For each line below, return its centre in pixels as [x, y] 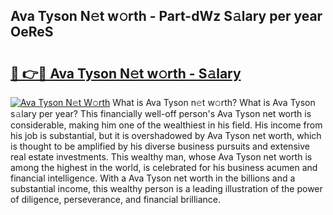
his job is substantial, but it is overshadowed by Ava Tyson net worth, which [166, 135]
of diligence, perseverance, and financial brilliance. [116, 199]
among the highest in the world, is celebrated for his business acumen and [164, 167]
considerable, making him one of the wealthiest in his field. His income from [166, 125]
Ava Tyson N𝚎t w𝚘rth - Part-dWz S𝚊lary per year [166, 16]
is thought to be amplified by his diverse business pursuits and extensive [160, 146]
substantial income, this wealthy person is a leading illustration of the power [166, 188]
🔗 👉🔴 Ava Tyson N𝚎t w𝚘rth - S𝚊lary [126, 73]
